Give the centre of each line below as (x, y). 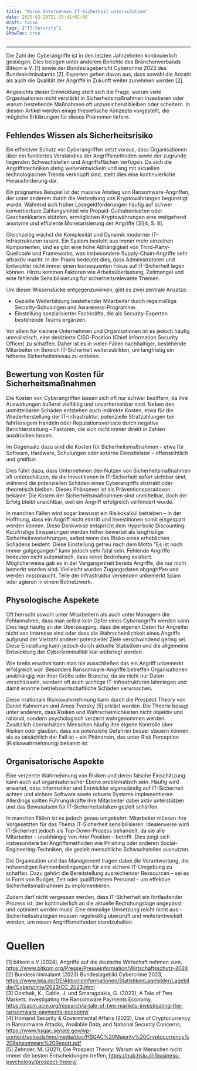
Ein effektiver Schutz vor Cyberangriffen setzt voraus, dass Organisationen (97, 149)
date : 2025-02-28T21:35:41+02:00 (47, 17)
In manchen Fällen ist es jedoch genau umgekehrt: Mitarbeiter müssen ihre (96, 818)
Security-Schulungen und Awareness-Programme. (75, 307)
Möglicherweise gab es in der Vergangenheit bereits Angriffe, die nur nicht (96, 563)
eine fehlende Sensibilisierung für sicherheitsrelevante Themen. (83, 278)
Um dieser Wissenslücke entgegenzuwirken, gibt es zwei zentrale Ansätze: (97, 289)
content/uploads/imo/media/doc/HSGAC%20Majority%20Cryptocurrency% (98, 1037)
